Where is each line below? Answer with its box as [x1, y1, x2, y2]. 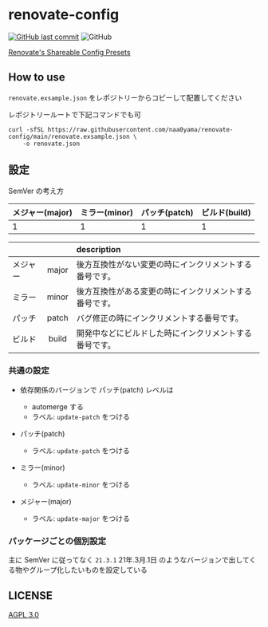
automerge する [31, 401, 84, 412]
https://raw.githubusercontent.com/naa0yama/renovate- [47, 125, 234, 133]
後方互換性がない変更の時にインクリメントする [76, 258, 253, 270]
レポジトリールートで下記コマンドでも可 [8, 109, 141, 119]
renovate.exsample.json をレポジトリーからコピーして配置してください [8, 93, 242, 102]
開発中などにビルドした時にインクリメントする [76, 327, 253, 338]
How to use [8, 70, 65, 85]
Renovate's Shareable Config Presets [8, 47, 131, 57]
